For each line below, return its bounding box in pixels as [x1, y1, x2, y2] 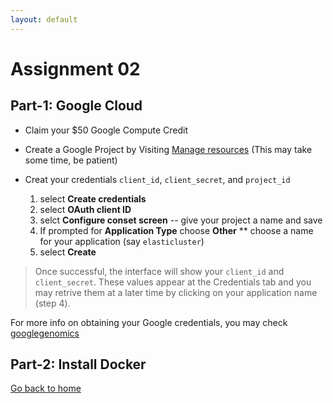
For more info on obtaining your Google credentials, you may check [10, 316, 288, 328]
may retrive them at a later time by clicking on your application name [34, 286, 318, 298]
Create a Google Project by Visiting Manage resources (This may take [24, 143, 313, 155]
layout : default [10, 14, 78, 25]
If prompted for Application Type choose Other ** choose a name [39, 224, 314, 236]
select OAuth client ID [39, 203, 132, 215]
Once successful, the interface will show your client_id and [34, 265, 285, 277]
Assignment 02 [10, 57, 141, 80]
